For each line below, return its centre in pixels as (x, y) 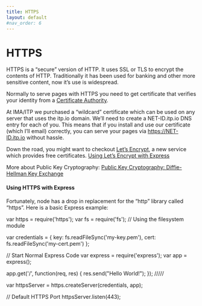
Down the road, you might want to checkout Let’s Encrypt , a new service (96, 149)
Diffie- (174, 167)
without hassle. (45, 138)
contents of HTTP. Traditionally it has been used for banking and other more (101, 76)
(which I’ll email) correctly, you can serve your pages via (76, 131)
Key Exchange (46, 174)
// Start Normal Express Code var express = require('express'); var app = (97, 255)
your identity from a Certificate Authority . (57, 101)
